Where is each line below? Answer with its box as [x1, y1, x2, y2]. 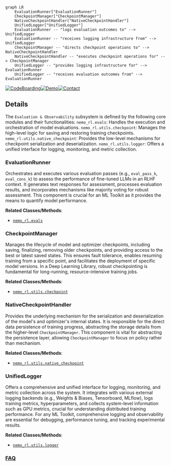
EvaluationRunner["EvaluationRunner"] [14, 9, 97, 14]
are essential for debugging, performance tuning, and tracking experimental [5, 416, 165, 423]
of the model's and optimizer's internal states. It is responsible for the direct [5, 318, 165, 324]
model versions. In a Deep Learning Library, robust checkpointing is [5, 263, 148, 269]
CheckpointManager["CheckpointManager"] [14, 14, 102, 19]
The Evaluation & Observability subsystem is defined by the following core [5, 113, 166, 119]
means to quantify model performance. [5, 198, 88, 204]
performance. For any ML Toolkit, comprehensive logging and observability [5, 411, 164, 417]
